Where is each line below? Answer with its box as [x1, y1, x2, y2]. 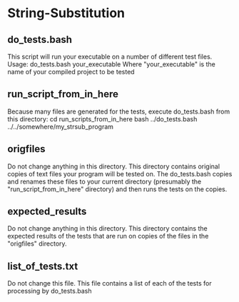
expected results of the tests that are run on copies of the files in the [7, 232, 209, 241]
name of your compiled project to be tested [7, 68, 135, 76]
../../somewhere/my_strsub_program [7, 122, 114, 131]
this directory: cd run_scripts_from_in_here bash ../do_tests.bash [7, 114, 198, 123]
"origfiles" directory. [7, 239, 67, 248]
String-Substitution [7, 5, 125, 21]
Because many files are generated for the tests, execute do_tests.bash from [7, 107, 230, 116]
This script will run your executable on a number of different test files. [7, 52, 213, 61]
